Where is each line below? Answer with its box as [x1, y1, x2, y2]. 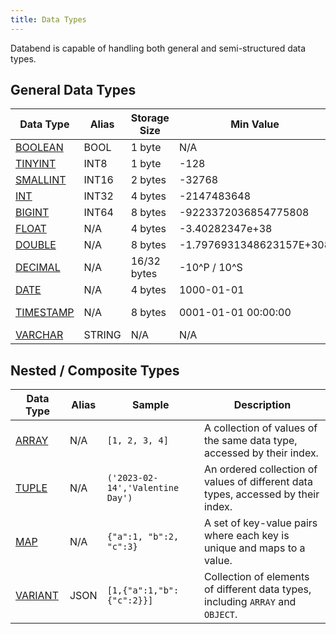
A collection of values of [203, 421, 318, 435]
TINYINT [15, 157, 57, 171]
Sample [132, 398, 170, 412]
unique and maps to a [203, 541, 306, 555]
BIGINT [15, 206, 50, 220]
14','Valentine [106, 482, 180, 494]
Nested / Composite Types [10, 362, 180, 379]
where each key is [203, 529, 290, 543]
